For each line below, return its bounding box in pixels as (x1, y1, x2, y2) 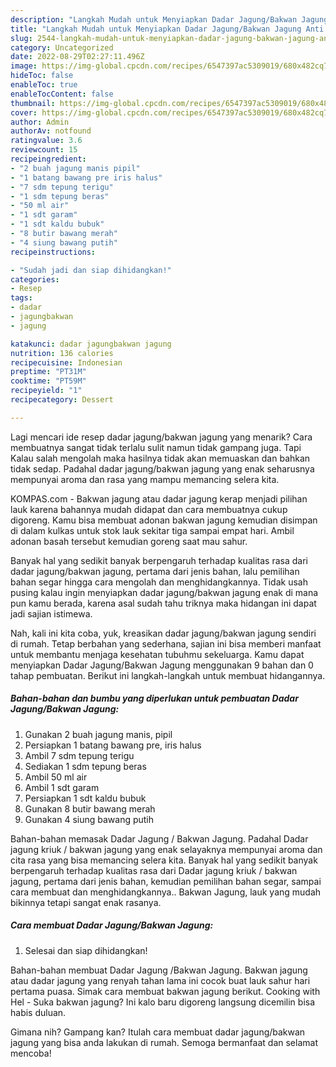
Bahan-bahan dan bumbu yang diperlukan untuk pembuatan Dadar (10, 692, 299, 705)
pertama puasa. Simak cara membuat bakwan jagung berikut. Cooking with (10, 985, 321, 997)
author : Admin (10, 117, 70, 127)
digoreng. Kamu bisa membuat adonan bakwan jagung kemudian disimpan (10, 514, 318, 526)
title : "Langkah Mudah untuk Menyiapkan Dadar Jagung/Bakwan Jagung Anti (10, 24, 325, 34)
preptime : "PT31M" (10, 367, 87, 377)
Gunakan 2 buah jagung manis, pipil (24, 728, 173, 740)
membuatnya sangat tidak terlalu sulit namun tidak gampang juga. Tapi (10, 441, 302, 453)
